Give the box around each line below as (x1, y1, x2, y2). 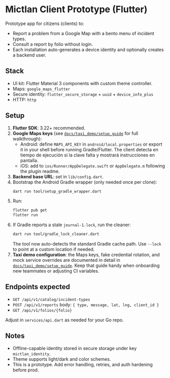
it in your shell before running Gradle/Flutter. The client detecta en (20, 146, 159, 152)
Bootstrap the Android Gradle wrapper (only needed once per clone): (12, 179, 157, 185)
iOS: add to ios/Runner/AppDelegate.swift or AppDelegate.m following (20, 163, 165, 169)
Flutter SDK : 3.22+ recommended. (12, 125, 85, 131)
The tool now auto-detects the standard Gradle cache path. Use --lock (12, 241, 161, 247)
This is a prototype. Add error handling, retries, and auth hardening (12, 361, 153, 367)
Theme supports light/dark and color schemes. (12, 356, 111, 362)
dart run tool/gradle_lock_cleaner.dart (12, 232, 99, 237)
